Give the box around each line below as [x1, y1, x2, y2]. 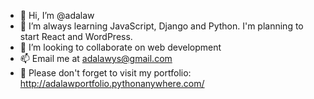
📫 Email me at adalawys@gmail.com [19, 53, 173, 64]
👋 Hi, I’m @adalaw [19, 10, 95, 21]
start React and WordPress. [19, 31, 133, 42]
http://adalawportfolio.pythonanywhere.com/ [19, 78, 205, 89]
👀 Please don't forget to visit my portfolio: [19, 67, 192, 79]
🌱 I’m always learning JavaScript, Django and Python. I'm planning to [19, 20, 304, 32]
